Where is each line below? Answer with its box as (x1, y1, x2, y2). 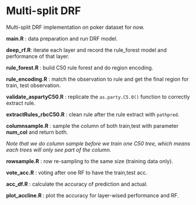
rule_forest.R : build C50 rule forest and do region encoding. (6, 64, 154, 71)
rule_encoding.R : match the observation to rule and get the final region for (6, 75, 189, 82)
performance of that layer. (6, 52, 69, 59)
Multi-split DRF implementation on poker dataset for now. (6, 24, 145, 31)
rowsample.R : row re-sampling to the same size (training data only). (6, 157, 174, 164)
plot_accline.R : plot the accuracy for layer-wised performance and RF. (6, 191, 179, 199)
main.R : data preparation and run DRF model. (6, 35, 118, 42)
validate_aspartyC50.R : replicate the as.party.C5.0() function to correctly (6, 93, 190, 100)
